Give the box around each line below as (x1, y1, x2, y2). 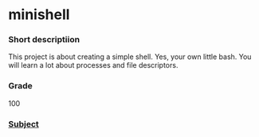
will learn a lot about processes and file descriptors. (8, 61, 179, 70)
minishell (8, 6, 70, 24)
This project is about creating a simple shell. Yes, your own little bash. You (8, 52, 252, 61)
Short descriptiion (8, 34, 80, 45)
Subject (8, 118, 40, 129)
